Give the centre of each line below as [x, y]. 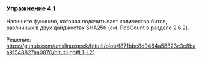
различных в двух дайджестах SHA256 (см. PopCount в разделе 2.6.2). [98, 28]
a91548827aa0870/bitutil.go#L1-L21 [50, 52]
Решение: [19, 40]
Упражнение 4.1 [31, 8]
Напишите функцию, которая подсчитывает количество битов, [87, 22]
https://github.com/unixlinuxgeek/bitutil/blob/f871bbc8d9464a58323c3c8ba [101, 46]
